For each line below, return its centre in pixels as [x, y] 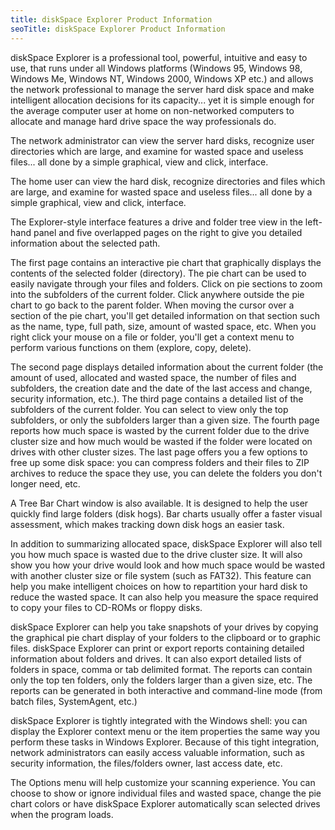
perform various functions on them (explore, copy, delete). [131, 347]
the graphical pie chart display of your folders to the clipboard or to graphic [166, 637]
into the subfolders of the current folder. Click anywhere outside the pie [157, 294]
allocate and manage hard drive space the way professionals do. [143, 121]
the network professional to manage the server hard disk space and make [162, 89]
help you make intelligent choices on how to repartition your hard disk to [159, 586]
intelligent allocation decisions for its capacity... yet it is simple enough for [162, 100]
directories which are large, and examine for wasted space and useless [157, 151]
